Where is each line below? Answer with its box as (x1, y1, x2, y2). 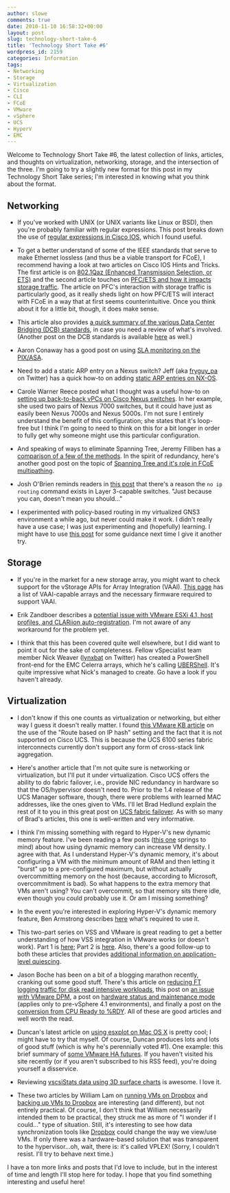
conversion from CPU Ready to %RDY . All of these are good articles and (16, 1007, 222, 1015)
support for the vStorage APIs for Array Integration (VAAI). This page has (16, 583, 224, 591)
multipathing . (16, 466, 55, 475)
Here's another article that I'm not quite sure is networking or (16, 763, 190, 771)
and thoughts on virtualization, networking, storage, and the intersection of (7, 158, 219, 166)
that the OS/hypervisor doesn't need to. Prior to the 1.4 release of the (16, 785, 214, 793)
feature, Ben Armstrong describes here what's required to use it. (16, 914, 200, 923)
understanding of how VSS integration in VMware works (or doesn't (16, 935, 209, 944)
